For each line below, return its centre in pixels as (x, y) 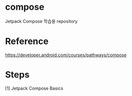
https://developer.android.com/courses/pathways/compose (66, 55)
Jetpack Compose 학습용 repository (41, 21)
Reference (27, 41)
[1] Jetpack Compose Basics (34, 88)
